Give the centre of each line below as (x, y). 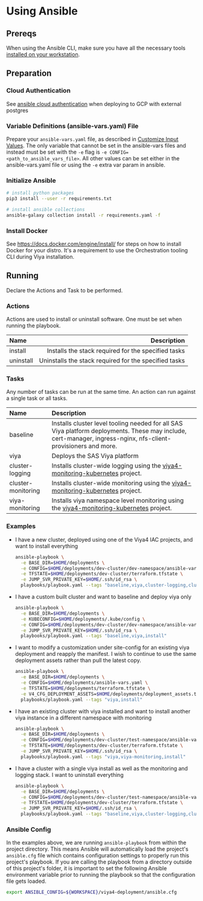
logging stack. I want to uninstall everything (69, 775)
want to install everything (47, 546)
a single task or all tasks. (37, 398)
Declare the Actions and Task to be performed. (65, 290)
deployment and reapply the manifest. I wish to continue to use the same (105, 654)
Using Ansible (42, 11)
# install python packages (40, 193)
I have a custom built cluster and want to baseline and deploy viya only (103, 597)
